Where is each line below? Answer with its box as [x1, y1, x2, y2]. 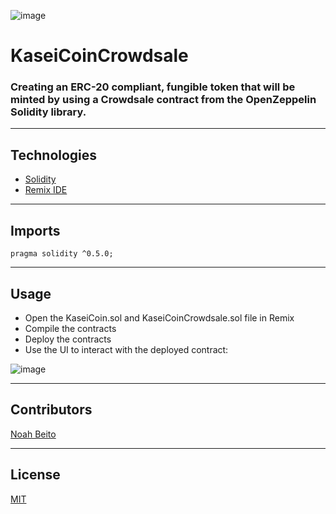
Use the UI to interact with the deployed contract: [24, 343, 229, 355]
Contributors [10, 401, 93, 419]
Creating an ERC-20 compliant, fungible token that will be [10, 80, 296, 94]
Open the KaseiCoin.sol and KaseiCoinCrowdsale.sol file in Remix [24, 311, 295, 324]
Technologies [10, 146, 98, 164]
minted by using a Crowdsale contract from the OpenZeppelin [10, 93, 317, 107]
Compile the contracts [24, 322, 117, 334]
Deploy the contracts [24, 333, 112, 345]
